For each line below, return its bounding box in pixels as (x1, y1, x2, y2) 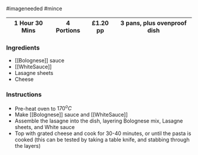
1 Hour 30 (14, 19, 43, 27)
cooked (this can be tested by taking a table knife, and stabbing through (14, 136, 190, 143)
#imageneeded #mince (6, 5, 62, 12)
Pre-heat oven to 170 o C (14, 104, 72, 112)
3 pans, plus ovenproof (120, 19, 187, 27)
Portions (55, 27, 81, 34)
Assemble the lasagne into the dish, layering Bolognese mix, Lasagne (14, 117, 183, 124)
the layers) (14, 143, 41, 150)
